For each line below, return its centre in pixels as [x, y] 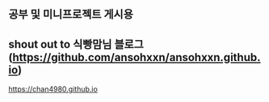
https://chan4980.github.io [53, 89]
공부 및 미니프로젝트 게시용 [71, 14]
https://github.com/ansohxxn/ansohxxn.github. [136, 57]
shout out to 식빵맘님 [60, 44]
